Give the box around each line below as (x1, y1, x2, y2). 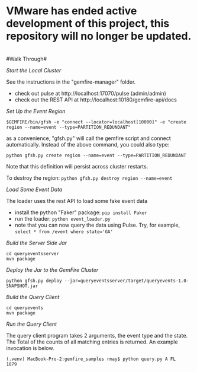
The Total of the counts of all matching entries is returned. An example (6, 338, 179, 345)
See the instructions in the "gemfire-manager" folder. (6, 78, 136, 85)
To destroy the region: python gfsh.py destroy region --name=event (6, 174, 173, 182)
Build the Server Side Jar (6, 239, 67, 246)
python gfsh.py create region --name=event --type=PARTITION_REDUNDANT (6, 152, 186, 158)
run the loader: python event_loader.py (14, 215, 111, 222)
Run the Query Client (6, 320, 57, 328)
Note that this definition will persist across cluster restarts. (6, 163, 148, 170)
